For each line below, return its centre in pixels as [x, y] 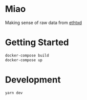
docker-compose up [24, 60]
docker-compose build [27, 55]
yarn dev [14, 93]
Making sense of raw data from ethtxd [43, 23]
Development [33, 80]
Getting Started [37, 42]
